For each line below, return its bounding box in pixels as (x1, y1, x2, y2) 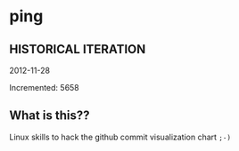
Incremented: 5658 (9, 83, 80, 92)
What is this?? (9, 108, 90, 123)
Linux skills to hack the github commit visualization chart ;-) (9, 131, 232, 142)
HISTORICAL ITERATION (9, 42, 146, 57)
